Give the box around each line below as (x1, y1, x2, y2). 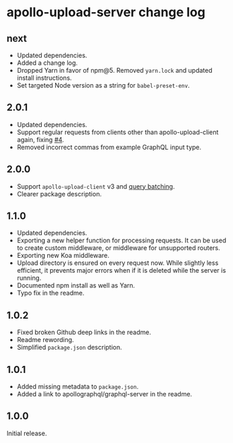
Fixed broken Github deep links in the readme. (16, 328, 151, 336)
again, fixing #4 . (16, 135, 64, 143)
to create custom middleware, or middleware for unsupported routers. (16, 244, 220, 252)
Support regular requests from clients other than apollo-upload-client (16, 128, 219, 136)
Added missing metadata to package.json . (16, 382, 139, 391)
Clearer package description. (16, 189, 102, 198)
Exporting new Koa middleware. (16, 252, 110, 260)
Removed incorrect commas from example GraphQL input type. (16, 143, 202, 151)
